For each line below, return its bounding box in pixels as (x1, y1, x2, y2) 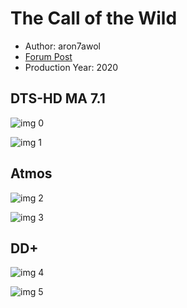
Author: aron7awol (24, 40, 101, 52)
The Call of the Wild (10, 7, 178, 30)
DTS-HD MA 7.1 (10, 90, 106, 107)
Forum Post (24, 50, 73, 62)
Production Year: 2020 (24, 61, 119, 73)
